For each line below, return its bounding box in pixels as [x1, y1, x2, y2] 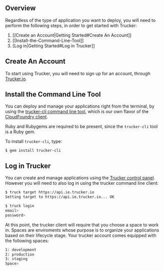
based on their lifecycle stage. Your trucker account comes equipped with [5, 232, 157, 238]
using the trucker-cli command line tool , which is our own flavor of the [5, 109, 149, 115]
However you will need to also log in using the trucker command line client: [5, 180, 159, 186]
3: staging [5, 257, 28, 262]
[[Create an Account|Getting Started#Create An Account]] [12, 32, 132, 38]
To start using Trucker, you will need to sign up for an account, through [5, 70, 151, 76]
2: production [5, 252, 35, 257]
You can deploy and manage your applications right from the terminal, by [5, 103, 155, 109]
